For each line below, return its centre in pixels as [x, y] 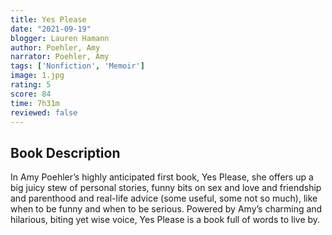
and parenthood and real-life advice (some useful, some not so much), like [164, 198]
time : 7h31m [35, 103]
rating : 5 [31, 85]
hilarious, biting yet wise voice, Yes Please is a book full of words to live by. [165, 220]
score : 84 [31, 94]
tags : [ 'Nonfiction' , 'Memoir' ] [77, 66]
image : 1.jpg [37, 76]
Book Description [65, 152]
